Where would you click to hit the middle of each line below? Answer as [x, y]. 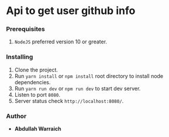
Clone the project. [36, 70]
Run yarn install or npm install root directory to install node [89, 76]
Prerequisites [25, 29]
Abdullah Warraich [38, 129]
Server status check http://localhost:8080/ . [69, 101]
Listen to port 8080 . [37, 94]
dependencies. [32, 82]
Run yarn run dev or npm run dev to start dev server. [77, 88]
